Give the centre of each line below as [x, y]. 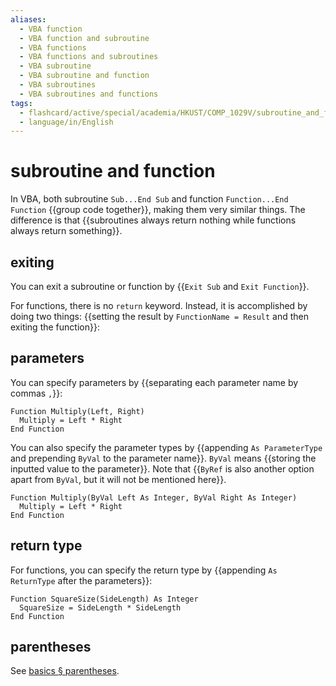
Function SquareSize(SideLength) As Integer [104, 599]
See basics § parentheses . [65, 671]
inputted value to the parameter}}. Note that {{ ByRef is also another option [162, 468]
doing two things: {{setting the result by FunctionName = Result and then [160, 316]
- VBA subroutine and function [84, 76]
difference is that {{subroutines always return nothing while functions [153, 220]
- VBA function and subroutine [84, 38]
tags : [21, 103]
